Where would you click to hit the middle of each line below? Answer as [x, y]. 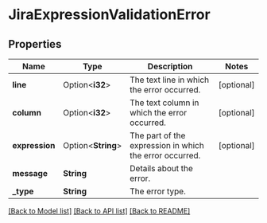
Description [170, 67]
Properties [35, 44]
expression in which [167, 145]
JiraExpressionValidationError [109, 15]
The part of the [158, 135]
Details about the [161, 168]
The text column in [164, 103]
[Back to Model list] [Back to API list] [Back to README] [99, 211]
